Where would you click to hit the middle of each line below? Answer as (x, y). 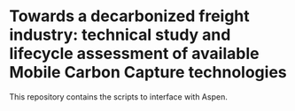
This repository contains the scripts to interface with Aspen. (118, 96)
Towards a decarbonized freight (129, 16)
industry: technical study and (120, 35)
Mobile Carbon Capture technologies (148, 73)
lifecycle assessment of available (134, 54)
